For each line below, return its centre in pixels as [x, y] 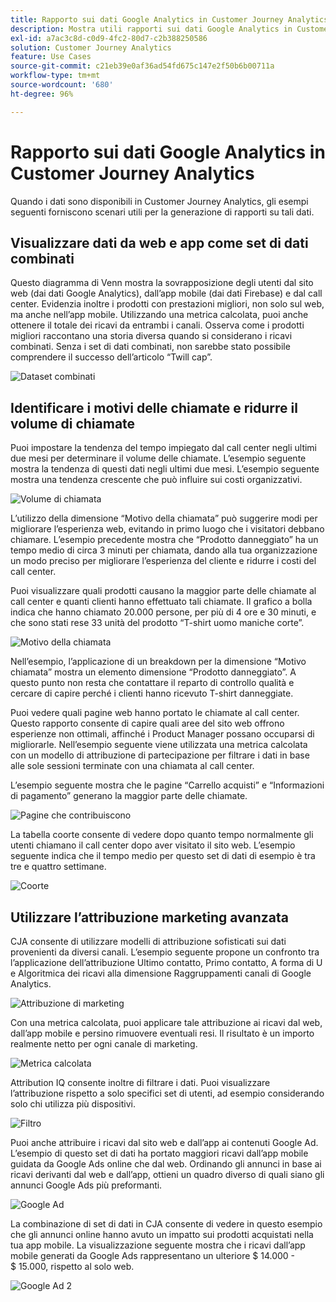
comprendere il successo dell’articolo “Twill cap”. [111, 357]
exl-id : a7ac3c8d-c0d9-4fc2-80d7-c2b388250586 [109, 38]
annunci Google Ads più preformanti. [86, 1185]
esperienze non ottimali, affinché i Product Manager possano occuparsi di [162, 734]
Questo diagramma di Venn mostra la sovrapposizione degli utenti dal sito [162, 283]
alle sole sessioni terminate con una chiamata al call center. [132, 766]
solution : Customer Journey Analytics [91, 47]
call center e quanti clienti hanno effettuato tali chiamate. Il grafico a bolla [161, 602]
